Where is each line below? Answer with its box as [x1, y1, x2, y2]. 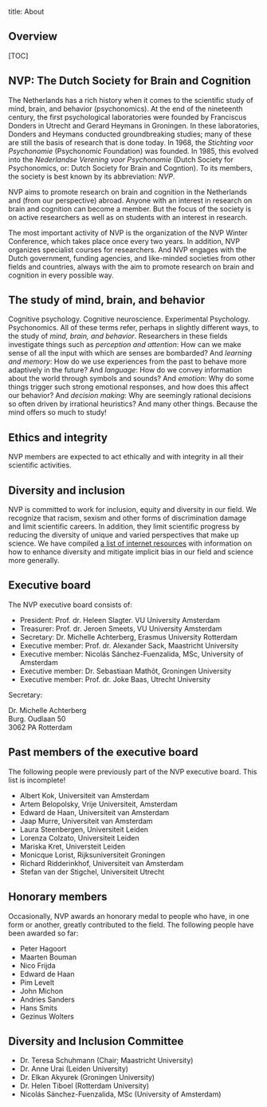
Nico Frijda [19, 960, 56, 970]
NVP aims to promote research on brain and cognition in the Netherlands [8, 187, 247, 196]
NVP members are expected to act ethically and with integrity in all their [8, 452, 245, 462]
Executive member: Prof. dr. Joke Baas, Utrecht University [19, 674, 211, 684]
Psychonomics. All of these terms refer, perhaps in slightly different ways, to [8, 323, 259, 333]
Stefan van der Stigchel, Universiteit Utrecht [19, 867, 165, 877]
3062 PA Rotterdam [8, 722, 73, 732]
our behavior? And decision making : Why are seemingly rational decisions [8, 391, 252, 400]
